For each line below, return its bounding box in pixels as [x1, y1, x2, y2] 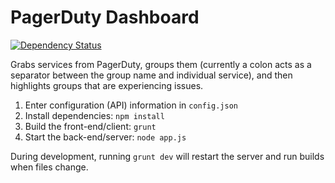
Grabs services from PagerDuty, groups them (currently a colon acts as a [10, 58, 312, 70]
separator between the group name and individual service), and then [10, 69, 293, 81]
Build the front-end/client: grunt [24, 120, 157, 132]
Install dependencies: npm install [24, 109, 165, 121]
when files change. [10, 161, 89, 173]
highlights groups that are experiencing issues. [10, 79, 204, 91]
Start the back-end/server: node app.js [24, 131, 187, 143]
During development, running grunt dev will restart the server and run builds [10, 150, 325, 162]
